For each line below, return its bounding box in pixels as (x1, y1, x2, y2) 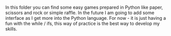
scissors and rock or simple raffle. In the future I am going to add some (5, 10, 155, 16)
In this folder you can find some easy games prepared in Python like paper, (5, 5, 163, 10)
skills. (5, 26, 17, 32)
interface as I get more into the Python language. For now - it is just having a (5, 15, 166, 21)
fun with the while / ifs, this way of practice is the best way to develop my (5, 20, 160, 26)
